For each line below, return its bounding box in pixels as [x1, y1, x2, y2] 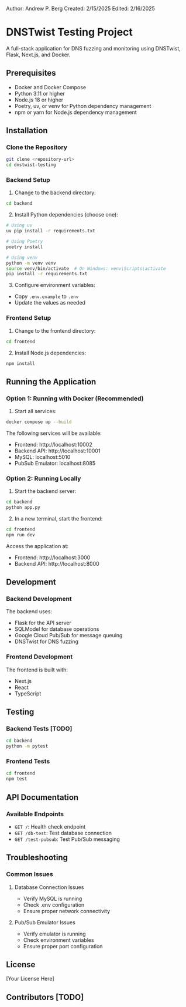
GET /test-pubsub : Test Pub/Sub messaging [14, 836, 120, 843]
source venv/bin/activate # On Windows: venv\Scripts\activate [6, 265, 166, 272]
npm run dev [6, 532, 35, 538]
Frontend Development [6, 653, 73, 661]
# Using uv [6, 222, 33, 228]
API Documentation [6, 792, 79, 802]
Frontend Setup [6, 314, 51, 322]
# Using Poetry [6, 239, 43, 245]
